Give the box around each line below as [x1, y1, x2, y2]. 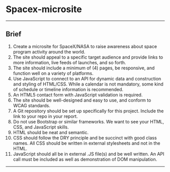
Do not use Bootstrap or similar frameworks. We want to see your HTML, [13, 118, 164, 124]
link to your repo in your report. [13, 113, 78, 119]
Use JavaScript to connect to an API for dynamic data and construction [13, 75, 161, 81]
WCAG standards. [13, 102, 50, 108]
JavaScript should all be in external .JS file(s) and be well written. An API [13, 151, 164, 157]
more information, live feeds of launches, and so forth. [13, 59, 127, 65]
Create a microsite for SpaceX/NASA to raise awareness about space [13, 43, 157, 49]
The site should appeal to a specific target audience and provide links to [13, 54, 163, 60]
